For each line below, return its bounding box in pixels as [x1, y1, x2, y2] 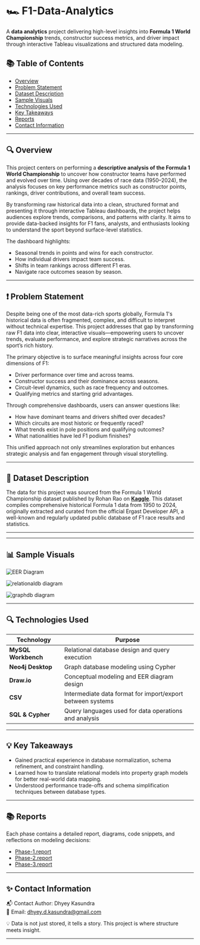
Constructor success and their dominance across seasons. [14, 378, 160, 385]
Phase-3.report [14, 860, 52, 868]
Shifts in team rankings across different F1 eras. [14, 262, 132, 269]
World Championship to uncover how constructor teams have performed [6, 170, 186, 177]
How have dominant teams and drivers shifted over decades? [14, 414, 165, 421]
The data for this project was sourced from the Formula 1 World [6, 489, 162, 496]
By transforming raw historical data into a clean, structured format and [6, 201, 179, 208]
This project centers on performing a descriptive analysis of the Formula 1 [6, 164, 190, 171]
